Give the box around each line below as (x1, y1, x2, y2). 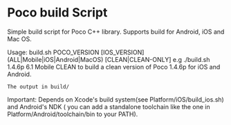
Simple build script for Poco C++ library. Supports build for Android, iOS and (7, 27, 225, 36)
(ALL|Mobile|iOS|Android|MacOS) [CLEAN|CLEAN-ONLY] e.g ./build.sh (7, 55, 210, 63)
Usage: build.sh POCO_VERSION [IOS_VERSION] (7, 48, 145, 56)
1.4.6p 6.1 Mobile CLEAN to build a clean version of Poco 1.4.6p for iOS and (7, 62, 221, 71)
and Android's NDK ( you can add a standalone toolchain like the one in (7, 102, 211, 111)
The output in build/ (7, 83, 70, 90)
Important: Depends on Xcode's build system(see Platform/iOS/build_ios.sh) (7, 95, 225, 104)
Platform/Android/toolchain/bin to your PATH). (7, 110, 138, 118)
